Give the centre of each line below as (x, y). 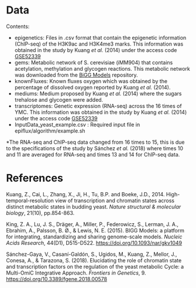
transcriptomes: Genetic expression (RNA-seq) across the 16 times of (98, 106)
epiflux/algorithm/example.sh (50, 131)
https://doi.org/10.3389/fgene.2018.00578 (56, 279)
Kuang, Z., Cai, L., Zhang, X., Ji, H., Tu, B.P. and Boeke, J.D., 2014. (85, 194)
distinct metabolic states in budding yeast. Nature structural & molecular (94, 207)
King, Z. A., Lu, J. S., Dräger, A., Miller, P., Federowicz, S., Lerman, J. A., (92, 224)
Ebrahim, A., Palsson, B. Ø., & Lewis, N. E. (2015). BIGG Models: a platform (95, 230)
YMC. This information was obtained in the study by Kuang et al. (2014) (101, 112)
